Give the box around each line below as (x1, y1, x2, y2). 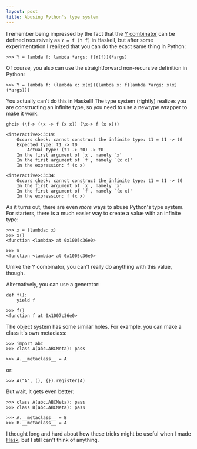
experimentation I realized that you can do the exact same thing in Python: (6, 42, 186, 50)
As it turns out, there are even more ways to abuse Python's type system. (6, 203, 184, 210)
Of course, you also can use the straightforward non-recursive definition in (6, 64, 188, 71)
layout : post (6, 8, 38, 15)
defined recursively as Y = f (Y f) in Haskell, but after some (6, 36, 154, 43)
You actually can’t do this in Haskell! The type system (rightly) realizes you (6, 97, 186, 104)
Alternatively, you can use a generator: (6, 281, 100, 288)
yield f (16, 297, 35, 303)
